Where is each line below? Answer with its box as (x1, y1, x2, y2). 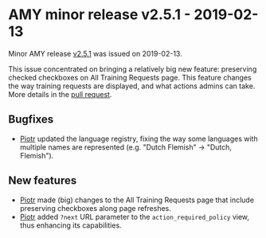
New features (8, 174, 77, 188)
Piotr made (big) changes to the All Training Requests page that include (19, 195, 255, 205)
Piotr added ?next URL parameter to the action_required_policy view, (19, 212, 249, 221)
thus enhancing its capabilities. (19, 220, 122, 230)
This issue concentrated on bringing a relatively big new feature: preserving (8, 64, 257, 73)
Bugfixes (8, 113, 54, 127)
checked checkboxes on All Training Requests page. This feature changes (8, 72, 252, 82)
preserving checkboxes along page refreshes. (19, 203, 171, 213)
